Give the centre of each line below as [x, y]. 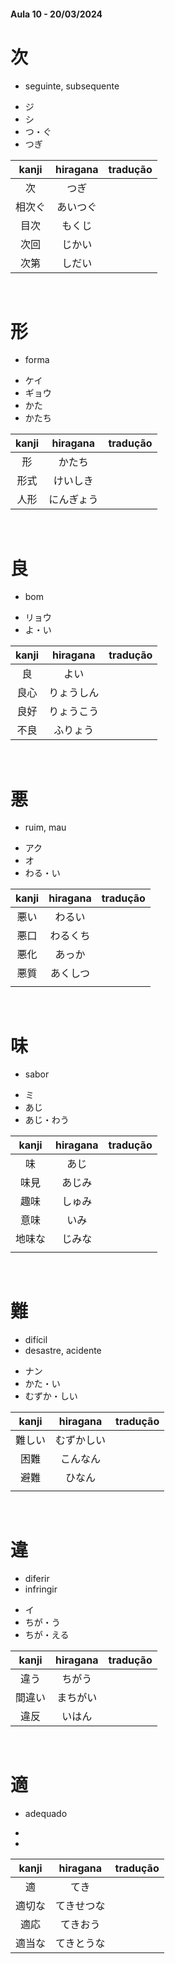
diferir [37, 1579]
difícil [36, 1340]
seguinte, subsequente [72, 86]
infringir [41, 1589]
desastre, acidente [63, 1351]
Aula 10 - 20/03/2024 [56, 14]
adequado [46, 1814]
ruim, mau [45, 827]
